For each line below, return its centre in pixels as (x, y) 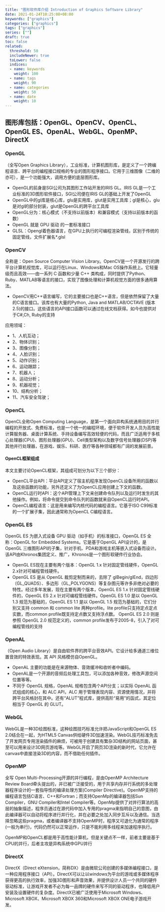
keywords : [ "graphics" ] (29, 19)
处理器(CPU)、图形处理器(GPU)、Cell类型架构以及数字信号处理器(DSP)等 (83, 440)
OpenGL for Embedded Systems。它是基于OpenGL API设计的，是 (80, 542)
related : (14, 46)
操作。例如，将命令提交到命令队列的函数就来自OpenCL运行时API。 (84, 499)
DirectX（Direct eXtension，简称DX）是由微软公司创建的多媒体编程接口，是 (82, 868)
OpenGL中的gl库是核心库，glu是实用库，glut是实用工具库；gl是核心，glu (86, 200)
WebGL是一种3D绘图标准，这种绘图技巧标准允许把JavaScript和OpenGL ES (81, 728)
